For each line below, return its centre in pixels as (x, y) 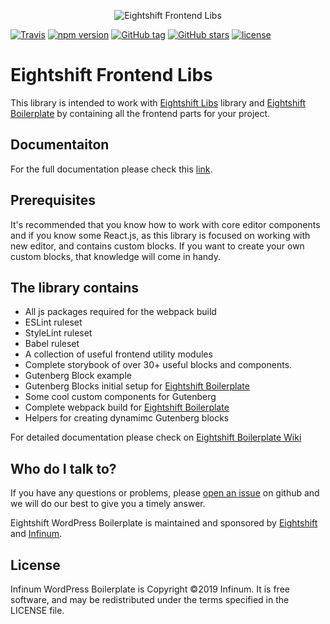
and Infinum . (36, 534)
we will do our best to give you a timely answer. (108, 504)
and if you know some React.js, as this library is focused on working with (160, 235)
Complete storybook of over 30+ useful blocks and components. (158, 365)
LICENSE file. (37, 610)
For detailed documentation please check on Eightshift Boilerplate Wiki (156, 437)
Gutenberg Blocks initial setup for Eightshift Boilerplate (137, 386)
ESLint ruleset (53, 322)
